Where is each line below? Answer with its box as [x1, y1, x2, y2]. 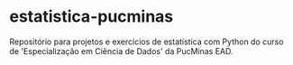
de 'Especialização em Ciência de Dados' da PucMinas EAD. [9, 45, 233, 56]
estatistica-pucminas [9, 6, 174, 27]
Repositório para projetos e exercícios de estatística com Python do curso [9, 36, 284, 47]
